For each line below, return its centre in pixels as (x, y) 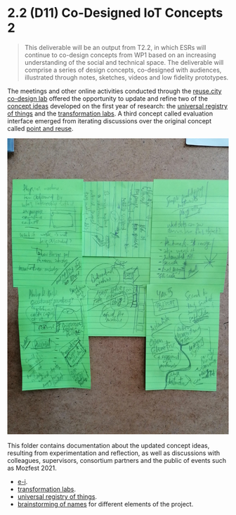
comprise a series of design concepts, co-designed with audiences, (123, 70)
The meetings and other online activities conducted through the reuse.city (114, 91)
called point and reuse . (40, 128)
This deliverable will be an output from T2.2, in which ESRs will (115, 47)
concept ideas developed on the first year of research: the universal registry (118, 106)
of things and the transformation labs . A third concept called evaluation (110, 113)
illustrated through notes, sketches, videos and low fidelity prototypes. (126, 77)
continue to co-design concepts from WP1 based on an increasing (120, 55)
